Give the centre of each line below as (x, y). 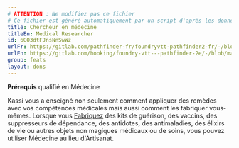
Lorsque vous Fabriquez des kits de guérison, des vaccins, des (125, 115)
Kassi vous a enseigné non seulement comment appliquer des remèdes (112, 101)
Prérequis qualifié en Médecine (54, 86)
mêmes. (19, 115)
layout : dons (27, 67)
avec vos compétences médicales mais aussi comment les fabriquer (108, 108)
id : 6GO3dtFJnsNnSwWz (39, 40)
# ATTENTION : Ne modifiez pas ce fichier (71, 14)
